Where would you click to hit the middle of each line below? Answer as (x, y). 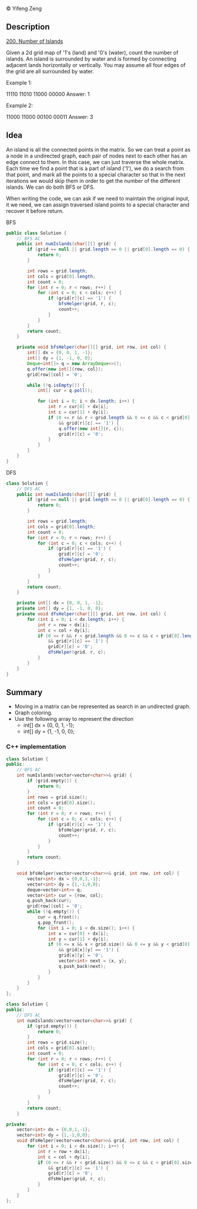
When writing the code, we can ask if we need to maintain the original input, (98, 198)
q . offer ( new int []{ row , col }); (65, 369)
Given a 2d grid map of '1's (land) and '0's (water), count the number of (92, 52)
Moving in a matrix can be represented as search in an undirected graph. (102, 707)
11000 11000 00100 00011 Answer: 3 (50, 116)
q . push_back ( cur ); (50, 901)
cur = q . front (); (59, 917)
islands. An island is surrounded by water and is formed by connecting (91, 59)
